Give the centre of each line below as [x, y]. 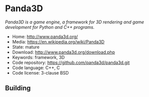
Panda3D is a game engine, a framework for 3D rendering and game [74, 22]
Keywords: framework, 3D [38, 57]
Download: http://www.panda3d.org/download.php [64, 52]
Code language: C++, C [36, 68]
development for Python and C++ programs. [50, 27]
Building [18, 88]
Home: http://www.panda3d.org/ [45, 37]
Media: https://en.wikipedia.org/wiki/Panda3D [58, 41]
